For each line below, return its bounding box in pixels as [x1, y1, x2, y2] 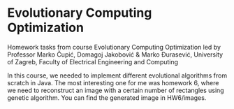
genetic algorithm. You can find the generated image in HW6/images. [7, 93, 207, 102]
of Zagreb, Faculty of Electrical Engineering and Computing [7, 57, 179, 66]
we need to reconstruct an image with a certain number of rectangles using [7, 86, 225, 94]
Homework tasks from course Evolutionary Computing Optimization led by [7, 43, 221, 51]
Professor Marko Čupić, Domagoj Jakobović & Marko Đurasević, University [7, 50, 224, 59]
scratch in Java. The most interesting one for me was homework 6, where [7, 78, 219, 87]
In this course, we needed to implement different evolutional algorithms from [7, 71, 228, 80]
